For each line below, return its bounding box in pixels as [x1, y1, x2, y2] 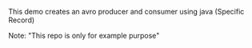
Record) [8, 15, 35, 25]
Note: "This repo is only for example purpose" [8, 31, 160, 40]
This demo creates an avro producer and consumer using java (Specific [8, 7, 245, 16]
